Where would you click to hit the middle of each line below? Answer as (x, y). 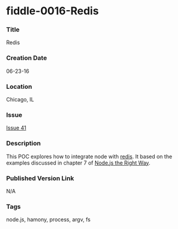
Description (24, 143)
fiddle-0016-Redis (53, 11)
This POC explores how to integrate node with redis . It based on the (89, 156)
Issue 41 (16, 128)
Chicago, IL (20, 100)
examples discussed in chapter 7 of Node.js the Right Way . (78, 163)
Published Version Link (40, 178)
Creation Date (27, 58)
